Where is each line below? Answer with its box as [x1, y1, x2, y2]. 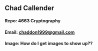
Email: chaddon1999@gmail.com [4, 29, 75, 35]
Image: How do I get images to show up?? [4, 41, 93, 47]
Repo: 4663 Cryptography [4, 17, 61, 24]
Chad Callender [4, 4, 54, 12]
